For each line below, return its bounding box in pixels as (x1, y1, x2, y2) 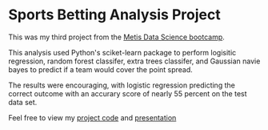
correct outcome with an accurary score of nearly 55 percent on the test (8, 88, 247, 98)
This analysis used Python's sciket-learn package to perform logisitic (8, 47, 237, 57)
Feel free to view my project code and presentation (8, 112, 177, 122)
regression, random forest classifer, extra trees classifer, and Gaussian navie (8, 56, 261, 66)
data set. (8, 97, 38, 107)
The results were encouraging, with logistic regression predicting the (8, 80, 236, 90)
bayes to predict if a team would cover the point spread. (8, 64, 194, 74)
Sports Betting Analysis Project (8, 6, 222, 24)
